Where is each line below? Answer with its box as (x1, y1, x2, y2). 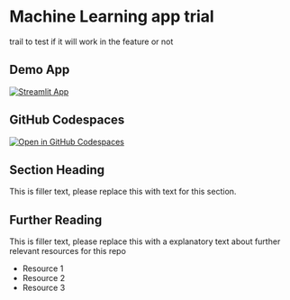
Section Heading (9, 162, 105, 177)
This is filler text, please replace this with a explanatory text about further (9, 236, 281, 247)
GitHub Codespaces (9, 113, 125, 128)
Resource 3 (22, 282, 66, 294)
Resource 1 (22, 263, 64, 274)
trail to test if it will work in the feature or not (9, 36, 174, 47)
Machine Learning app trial (9, 6, 214, 27)
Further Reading (9, 212, 103, 227)
